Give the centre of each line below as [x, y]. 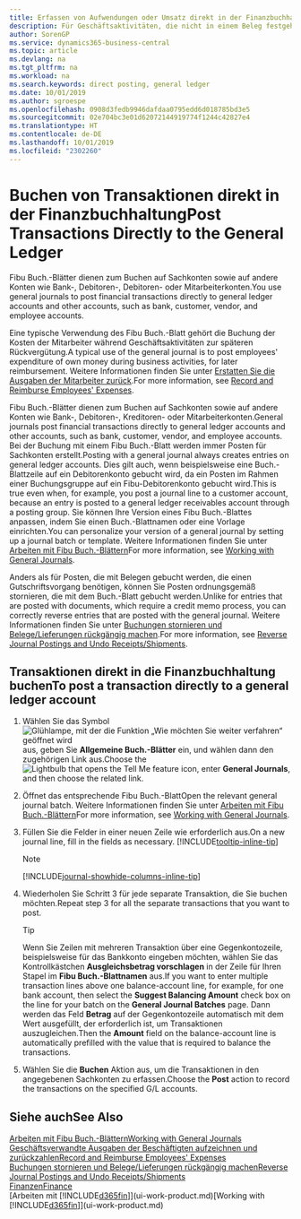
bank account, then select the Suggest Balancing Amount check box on [156, 995]
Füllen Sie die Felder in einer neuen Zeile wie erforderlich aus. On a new [153, 832]
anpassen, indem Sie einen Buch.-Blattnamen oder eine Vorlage [127, 522]
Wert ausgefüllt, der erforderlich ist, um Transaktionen [122, 1024]
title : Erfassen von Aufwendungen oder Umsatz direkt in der [126, 17]
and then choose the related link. [83, 778]
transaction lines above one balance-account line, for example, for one [153, 986]
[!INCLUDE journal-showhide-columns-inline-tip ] [112, 877]
